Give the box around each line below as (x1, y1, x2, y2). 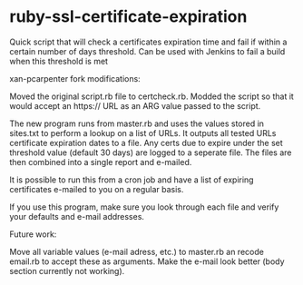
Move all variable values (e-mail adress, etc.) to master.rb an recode (9, 246, 265, 257)
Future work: (9, 229, 57, 240)
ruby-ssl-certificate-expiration (9, 6, 248, 27)
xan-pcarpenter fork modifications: (9, 73, 141, 84)
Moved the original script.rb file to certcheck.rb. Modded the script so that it (9, 91, 295, 102)
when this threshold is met (9, 55, 109, 66)
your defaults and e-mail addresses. (9, 211, 145, 221)
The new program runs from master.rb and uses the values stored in (9, 118, 265, 129)
